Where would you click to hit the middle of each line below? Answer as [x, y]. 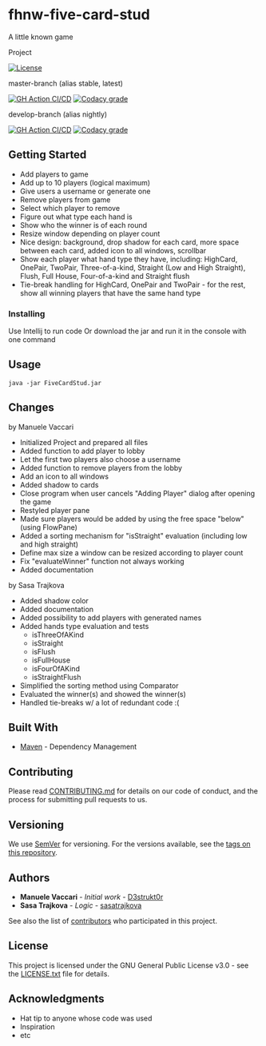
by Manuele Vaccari [41, 427]
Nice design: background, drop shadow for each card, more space [129, 242]
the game [36, 502]
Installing [27, 313]
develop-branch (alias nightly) [58, 114]
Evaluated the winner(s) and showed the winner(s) [103, 694]
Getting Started [48, 155]
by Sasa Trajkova [37, 585]
